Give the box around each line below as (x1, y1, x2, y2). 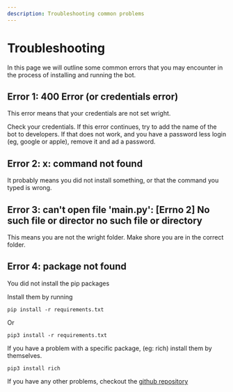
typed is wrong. (7, 184, 52, 192)
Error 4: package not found (7, 260, 127, 272)
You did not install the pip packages (7, 279, 110, 288)
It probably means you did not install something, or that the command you (7, 176, 219, 185)
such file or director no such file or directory (7, 214, 203, 226)
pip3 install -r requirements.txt (7, 331, 108, 338)
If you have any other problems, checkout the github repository (7, 377, 188, 385)
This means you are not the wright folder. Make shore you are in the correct (7, 233, 224, 241)
